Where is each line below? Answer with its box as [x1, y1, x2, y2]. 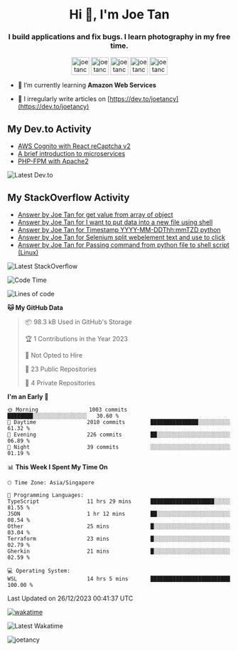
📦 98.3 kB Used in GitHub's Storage [24, 318, 132, 326]
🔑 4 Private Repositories [24, 379, 96, 387]
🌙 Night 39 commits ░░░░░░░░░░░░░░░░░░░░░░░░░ [7, 444, 231, 451]
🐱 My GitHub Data [7, 303, 64, 312]
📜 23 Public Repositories [24, 365, 97, 373]
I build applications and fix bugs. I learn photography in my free [8, 32, 231, 42]
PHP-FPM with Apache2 [17, 157, 89, 166]
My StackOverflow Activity [7, 192, 130, 204]
